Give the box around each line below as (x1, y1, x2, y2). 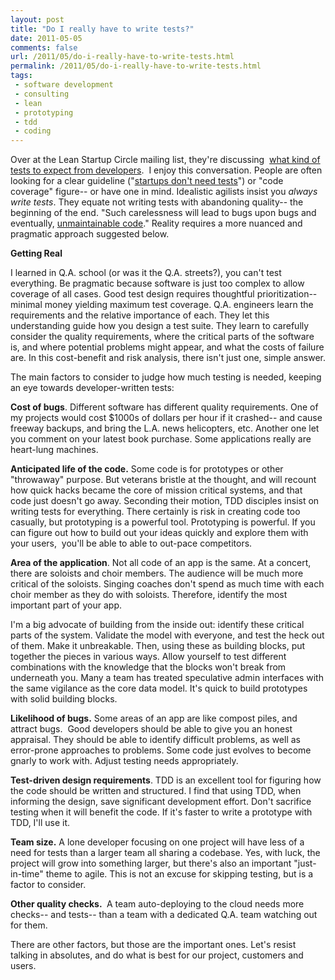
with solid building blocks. (10, 693, 118, 705)
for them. (10, 919, 48, 931)
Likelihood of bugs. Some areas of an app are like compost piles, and (10, 712, 298, 725)
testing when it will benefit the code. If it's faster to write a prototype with (10, 806, 313, 818)
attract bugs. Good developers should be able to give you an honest (10, 723, 293, 735)
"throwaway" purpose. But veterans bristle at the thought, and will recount (10, 474, 317, 486)
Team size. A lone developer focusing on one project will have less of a (10, 836, 305, 848)
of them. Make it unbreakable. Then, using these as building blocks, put (10, 640, 306, 652)
